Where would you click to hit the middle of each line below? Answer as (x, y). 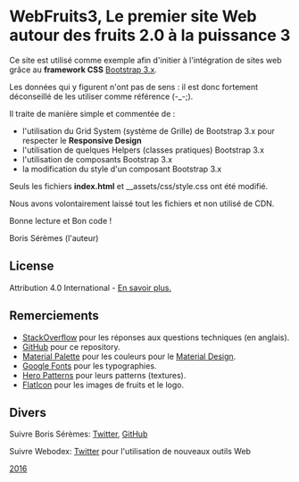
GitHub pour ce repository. (71, 346)
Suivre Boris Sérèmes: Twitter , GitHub (79, 434)
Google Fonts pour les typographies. (89, 366)
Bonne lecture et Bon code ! (61, 220)
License (32, 266)
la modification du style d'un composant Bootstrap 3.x (122, 169)
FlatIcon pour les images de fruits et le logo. (103, 385)
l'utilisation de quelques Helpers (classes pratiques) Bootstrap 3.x (143, 150)
